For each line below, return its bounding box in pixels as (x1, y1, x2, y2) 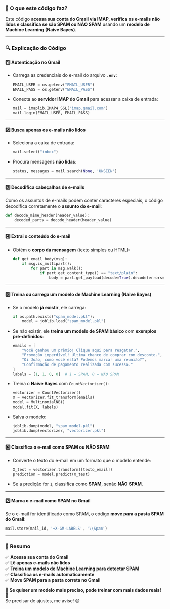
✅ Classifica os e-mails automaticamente (5, 572, 95, 578)
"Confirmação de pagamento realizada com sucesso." (22, 362, 133, 367)
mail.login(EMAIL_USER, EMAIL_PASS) (12, 111, 90, 116)
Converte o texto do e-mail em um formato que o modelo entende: (12, 457, 151, 463)
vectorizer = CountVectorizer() (12, 390, 81, 395)
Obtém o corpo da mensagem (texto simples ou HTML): (12, 247, 130, 253)
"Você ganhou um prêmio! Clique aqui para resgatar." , (22, 348, 140, 353)
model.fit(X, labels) (12, 404, 58, 410)
